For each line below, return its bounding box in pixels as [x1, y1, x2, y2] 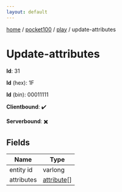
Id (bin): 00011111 [6, 91, 49, 98]
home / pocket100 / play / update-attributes [6, 26, 116, 33]
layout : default [6, 9, 48, 15]
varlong [42, 166, 65, 174]
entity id [9, 166, 33, 174]
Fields [6, 137, 30, 148]
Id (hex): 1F [6, 79, 35, 86]
